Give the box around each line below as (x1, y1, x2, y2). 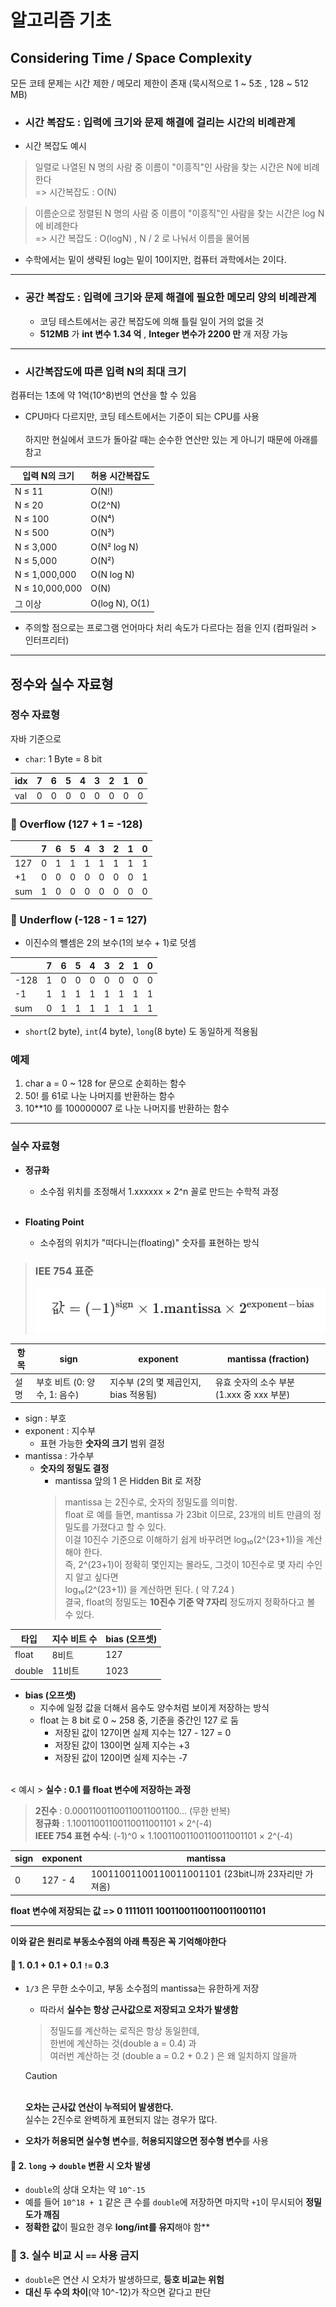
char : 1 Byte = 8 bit (24, 752, 103, 765)
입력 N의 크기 (22, 470, 75, 482)
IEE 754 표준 (34, 1264, 94, 1278)
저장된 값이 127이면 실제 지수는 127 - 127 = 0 (54, 1726, 232, 1738)
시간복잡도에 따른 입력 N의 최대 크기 (24, 364, 187, 378)
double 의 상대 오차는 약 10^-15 (24, 2184, 146, 2196)
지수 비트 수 (51, 1632, 98, 1645)
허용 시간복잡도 (90, 470, 150, 482)
